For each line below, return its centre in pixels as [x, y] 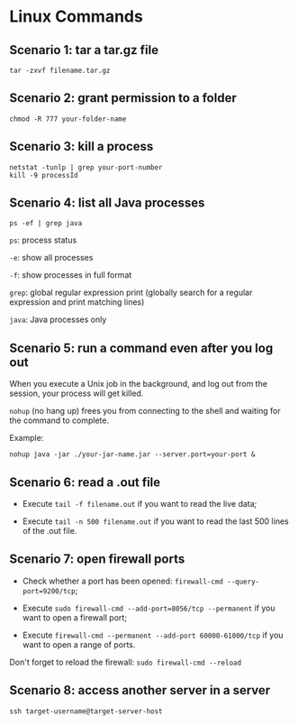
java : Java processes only [58, 320]
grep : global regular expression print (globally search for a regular [131, 293]
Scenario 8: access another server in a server [140, 690]
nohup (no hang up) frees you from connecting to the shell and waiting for [145, 411]
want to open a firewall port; [75, 617]
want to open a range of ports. [79, 644]
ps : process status [43, 240]
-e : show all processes [51, 258]
